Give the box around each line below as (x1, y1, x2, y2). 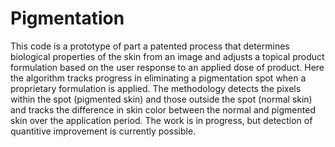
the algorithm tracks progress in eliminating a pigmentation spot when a (10, 72, 307, 84)
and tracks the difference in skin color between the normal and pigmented (10, 103, 316, 116)
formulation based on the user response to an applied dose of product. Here (10, 61, 325, 73)
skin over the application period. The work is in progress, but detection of (10, 114, 313, 126)
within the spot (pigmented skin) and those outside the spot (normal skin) (10, 93, 313, 105)
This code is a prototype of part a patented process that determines (10, 40, 290, 52)
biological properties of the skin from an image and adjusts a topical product (10, 50, 325, 62)
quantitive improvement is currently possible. (10, 125, 197, 137)
